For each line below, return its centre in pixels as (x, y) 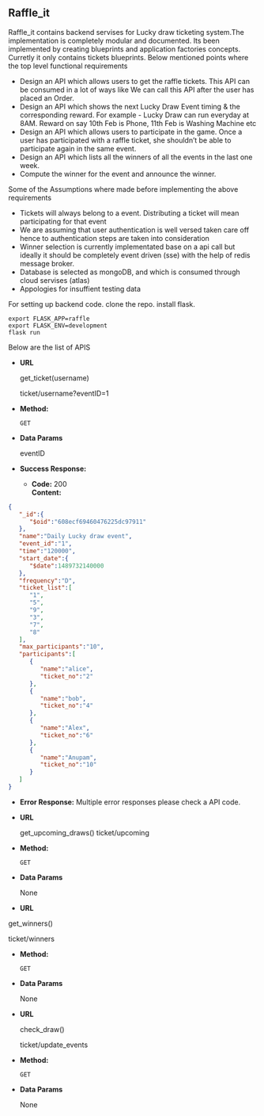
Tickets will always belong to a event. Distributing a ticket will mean (129, 212)
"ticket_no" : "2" (66, 676)
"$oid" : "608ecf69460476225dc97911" (88, 522)
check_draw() (42, 1029)
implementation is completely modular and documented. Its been (114, 40)
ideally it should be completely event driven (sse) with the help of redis (135, 255)
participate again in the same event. (78, 148)
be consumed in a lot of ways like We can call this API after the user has (137, 90)
